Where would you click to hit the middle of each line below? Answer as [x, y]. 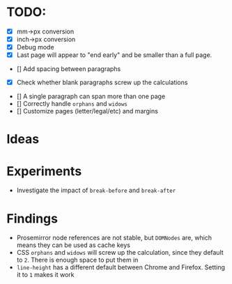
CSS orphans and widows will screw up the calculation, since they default [120, 253]
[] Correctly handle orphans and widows [72, 104]
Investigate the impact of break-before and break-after [96, 190]
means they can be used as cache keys [73, 245]
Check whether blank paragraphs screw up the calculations [102, 82]
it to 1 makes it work [45, 275]
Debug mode [35, 47]
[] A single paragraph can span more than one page [91, 96]
